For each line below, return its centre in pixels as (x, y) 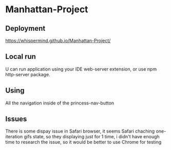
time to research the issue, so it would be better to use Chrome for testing (83, 142)
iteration (14, 137)
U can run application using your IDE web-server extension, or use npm (81, 69)
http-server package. (28, 74)
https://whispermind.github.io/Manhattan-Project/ (58, 40)
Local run (21, 57)
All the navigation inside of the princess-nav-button (60, 103)
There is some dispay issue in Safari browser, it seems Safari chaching (80, 131)
